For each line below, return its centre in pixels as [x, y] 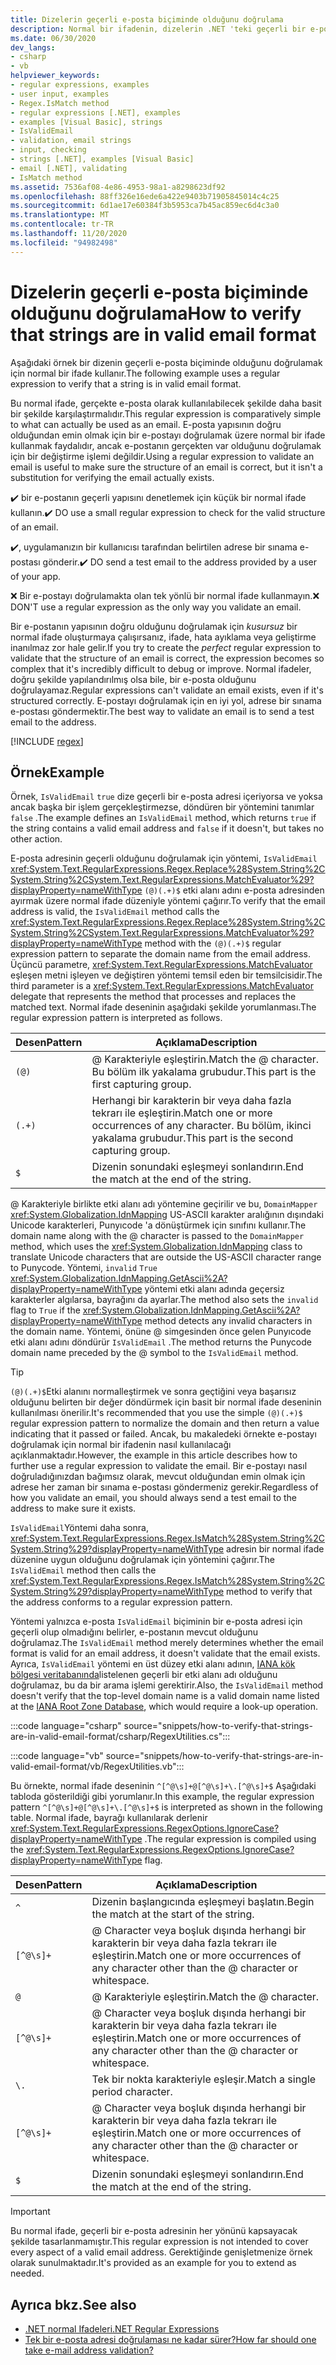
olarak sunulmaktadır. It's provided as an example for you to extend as [153, 2263]
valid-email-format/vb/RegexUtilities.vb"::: [97, 1767]
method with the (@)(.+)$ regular [213, 943]
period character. [132, 2092]
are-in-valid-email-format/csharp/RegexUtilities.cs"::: [120, 1737]
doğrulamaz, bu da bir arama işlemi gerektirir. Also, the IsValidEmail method [167, 1685]
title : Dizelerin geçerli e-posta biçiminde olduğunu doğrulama [147, 19]
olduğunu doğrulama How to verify [156, 313]
